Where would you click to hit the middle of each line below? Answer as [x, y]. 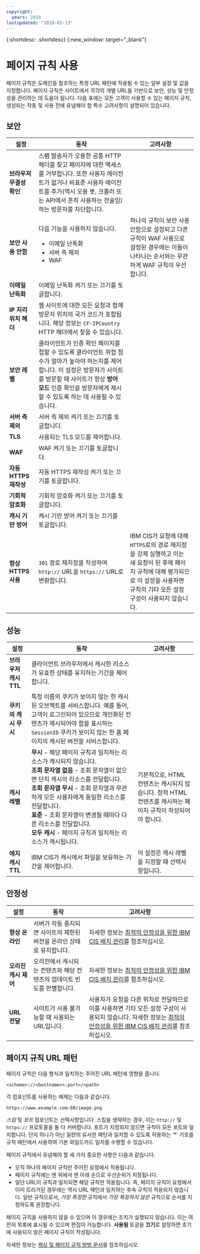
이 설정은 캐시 [156, 853]
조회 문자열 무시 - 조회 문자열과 [73, 788]
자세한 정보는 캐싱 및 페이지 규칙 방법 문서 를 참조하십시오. [73, 1244]
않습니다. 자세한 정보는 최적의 [146, 1017]
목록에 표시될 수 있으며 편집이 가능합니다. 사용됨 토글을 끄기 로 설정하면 [99, 1224]
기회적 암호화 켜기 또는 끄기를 [77, 496]
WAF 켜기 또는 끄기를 [67, 448]
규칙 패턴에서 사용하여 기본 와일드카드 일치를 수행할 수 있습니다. [80, 1142]
